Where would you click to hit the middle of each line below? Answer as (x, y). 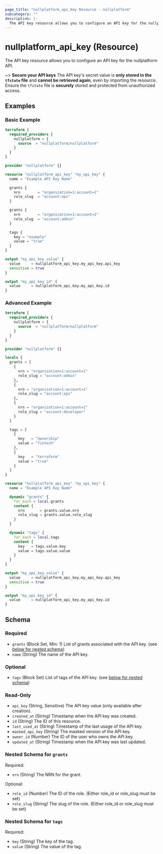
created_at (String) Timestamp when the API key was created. (74, 716)
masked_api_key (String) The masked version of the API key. (71, 732)
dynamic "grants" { (29, 497)
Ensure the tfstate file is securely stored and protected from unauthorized (80, 85)
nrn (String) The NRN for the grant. (47, 774)
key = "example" (30, 237)
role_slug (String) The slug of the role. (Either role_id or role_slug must (83, 803)
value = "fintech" (36, 443)
